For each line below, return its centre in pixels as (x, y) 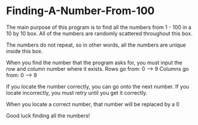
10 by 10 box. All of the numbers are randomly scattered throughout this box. (99, 33)
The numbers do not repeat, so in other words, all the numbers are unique (96, 45)
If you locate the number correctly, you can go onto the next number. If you (98, 86)
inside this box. (25, 51)
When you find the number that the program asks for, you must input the (94, 63)
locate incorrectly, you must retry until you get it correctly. (77, 93)
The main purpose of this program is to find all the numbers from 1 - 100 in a (99, 27)
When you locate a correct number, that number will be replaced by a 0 (93, 104)
